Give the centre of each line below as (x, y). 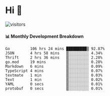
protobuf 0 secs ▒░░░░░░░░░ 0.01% (54, 89)
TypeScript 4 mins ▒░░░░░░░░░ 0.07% (54, 71)
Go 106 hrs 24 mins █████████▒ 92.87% (55, 49)
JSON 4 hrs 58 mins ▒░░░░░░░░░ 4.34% (54, 53)
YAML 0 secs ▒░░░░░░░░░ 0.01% (54, 84)
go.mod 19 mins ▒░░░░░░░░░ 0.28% (54, 62)
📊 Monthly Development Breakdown (45, 36)
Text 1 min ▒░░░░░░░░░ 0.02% (54, 80)
